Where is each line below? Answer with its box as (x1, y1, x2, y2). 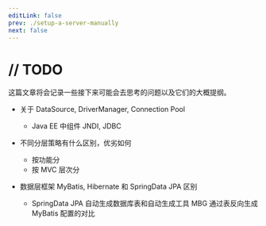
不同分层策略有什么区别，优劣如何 (19, 138, 132, 147)
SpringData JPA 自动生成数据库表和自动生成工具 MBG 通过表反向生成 (31, 199, 258, 209)
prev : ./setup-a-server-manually (8, 19, 119, 27)
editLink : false (8, 11, 62, 20)
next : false (8, 26, 48, 34)
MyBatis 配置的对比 (31, 209, 95, 218)
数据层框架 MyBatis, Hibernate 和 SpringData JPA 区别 (19, 182, 198, 191)
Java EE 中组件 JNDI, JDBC (31, 121, 121, 131)
